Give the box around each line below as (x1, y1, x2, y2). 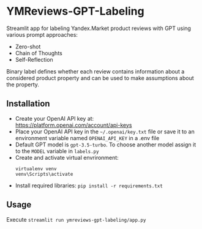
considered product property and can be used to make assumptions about (6, 74, 194, 81)
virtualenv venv (15, 165, 57, 172)
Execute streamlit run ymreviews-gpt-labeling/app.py (6, 216, 146, 223)
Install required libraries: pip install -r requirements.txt (15, 182, 163, 189)
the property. (6, 81, 40, 88)
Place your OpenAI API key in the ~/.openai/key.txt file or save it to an (15, 127, 195, 135)
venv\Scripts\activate (15, 171, 73, 177)
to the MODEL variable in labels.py (15, 147, 99, 154)
